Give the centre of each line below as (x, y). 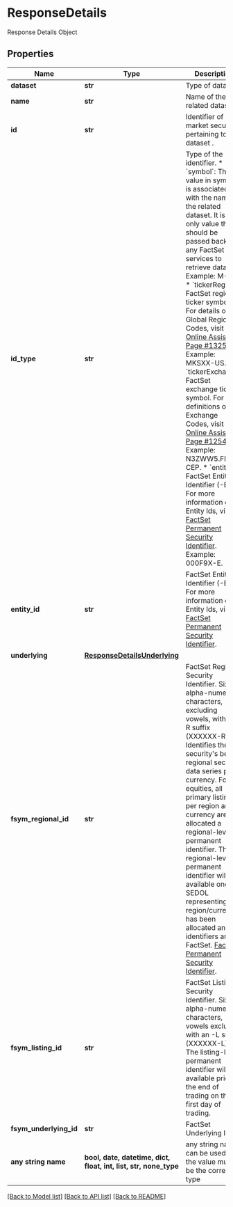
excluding (201, 710)
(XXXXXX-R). (208, 736)
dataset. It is (205, 215)
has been (201, 919)
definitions (203, 407)
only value (202, 223)
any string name (38, 1162)
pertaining (202, 134)
